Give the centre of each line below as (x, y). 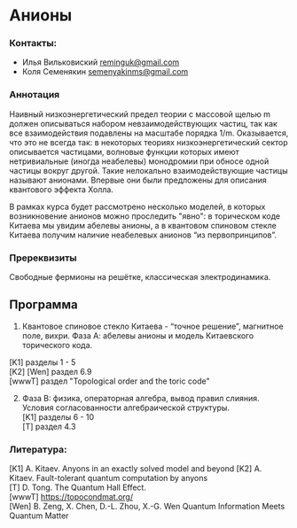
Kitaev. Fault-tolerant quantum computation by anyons (109, 478)
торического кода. (57, 345)
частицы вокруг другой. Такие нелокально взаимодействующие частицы (148, 170)
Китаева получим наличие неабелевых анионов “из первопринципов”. (143, 235)
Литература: (38, 449)
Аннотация (35, 95)
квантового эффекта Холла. (61, 189)
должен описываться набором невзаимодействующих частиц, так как (143, 123)
